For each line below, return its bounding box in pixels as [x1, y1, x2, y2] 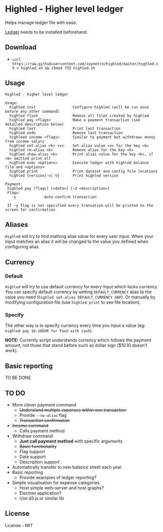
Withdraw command [12, 433, 53, 439]
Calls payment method [19, 427, 65, 433]
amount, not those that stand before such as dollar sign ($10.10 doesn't [5, 342, 147, 348]
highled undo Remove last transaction [9, 130, 123, 135]
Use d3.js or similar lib [19, 495, 64, 501]
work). [5, 348, 18, 354]
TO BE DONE [5, 375, 31, 381]
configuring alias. [5, 244, 40, 250]
